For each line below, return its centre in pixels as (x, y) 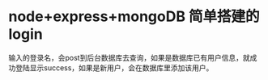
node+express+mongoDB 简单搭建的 (134, 17)
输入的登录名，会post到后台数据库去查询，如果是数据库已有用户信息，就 (129, 57)
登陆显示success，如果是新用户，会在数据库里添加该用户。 (114, 67)
